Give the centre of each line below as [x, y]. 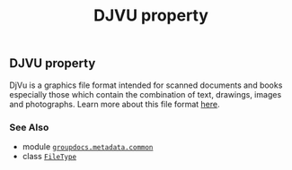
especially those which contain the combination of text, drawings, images [146, 94]
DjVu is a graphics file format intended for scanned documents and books [146, 85]
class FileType [49, 156]
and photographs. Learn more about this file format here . [115, 104]
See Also [29, 127]
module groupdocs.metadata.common [88, 146]
